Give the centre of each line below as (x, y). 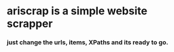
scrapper (30, 24)
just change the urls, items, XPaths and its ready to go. (88, 42)
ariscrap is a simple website (77, 11)
